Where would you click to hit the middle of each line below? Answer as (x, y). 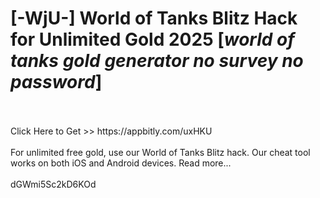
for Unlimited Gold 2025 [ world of (152, 39)
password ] (56, 82)
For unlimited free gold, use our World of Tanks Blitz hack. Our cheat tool (160, 152)
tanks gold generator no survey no (157, 61)
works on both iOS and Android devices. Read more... (121, 163)
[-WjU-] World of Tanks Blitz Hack (154, 18)
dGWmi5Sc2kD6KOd (53, 184)
